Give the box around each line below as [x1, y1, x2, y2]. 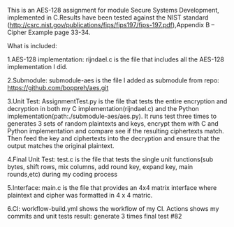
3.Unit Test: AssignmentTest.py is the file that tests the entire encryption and [7, 97, 228, 105]
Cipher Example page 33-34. [7, 28, 91, 36]
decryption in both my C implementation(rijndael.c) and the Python [7, 105, 199, 112]
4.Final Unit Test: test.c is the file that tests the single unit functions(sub [7, 155, 214, 163]
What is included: [7, 42, 57, 50]
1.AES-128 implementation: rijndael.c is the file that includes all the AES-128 [7, 55, 225, 64]
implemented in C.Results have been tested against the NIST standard [7, 13, 209, 22]
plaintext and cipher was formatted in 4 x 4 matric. [7, 191, 153, 199]
